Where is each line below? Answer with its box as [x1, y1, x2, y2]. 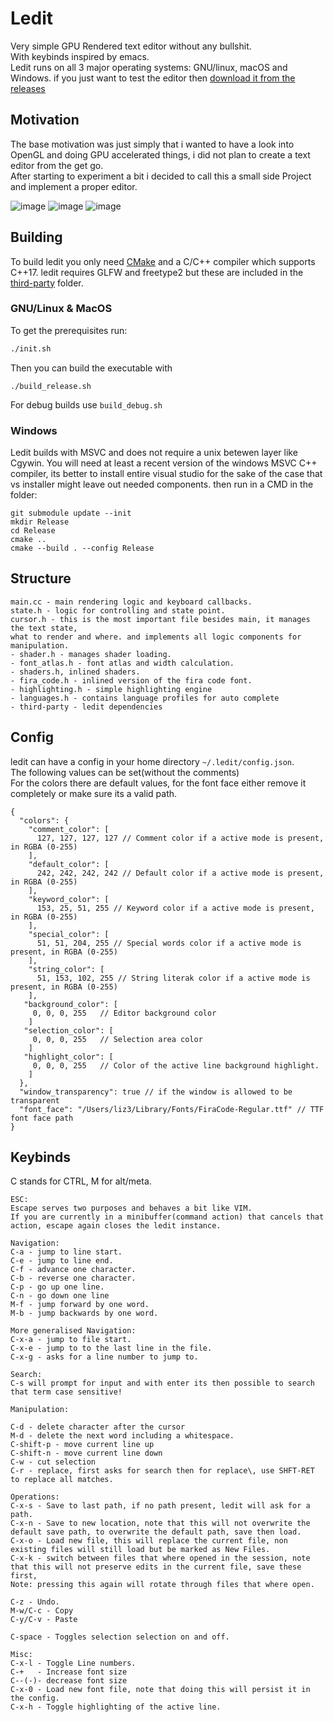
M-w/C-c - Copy [10, 1606, 74, 1616]
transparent [10, 1095, 60, 1106]
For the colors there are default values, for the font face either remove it [10, 777, 307, 789]
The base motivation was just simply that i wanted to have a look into [10, 138, 295, 150]
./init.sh [10, 343, 52, 354]
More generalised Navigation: [10, 1326, 137, 1336]
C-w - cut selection [10, 1457, 97, 1467]
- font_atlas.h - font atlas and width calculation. [10, 658, 235, 668]
